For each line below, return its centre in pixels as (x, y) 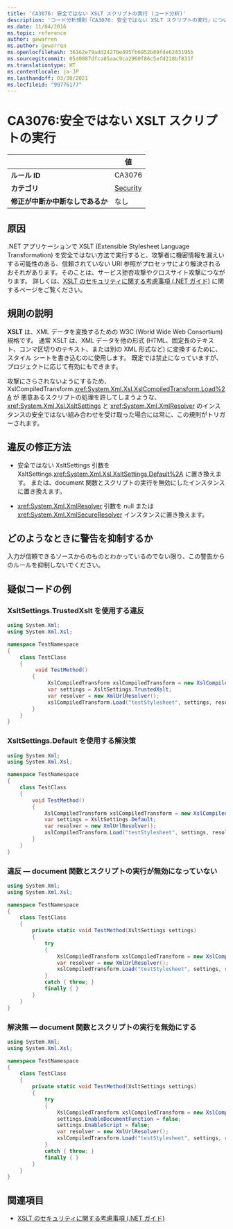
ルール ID (26, 175)
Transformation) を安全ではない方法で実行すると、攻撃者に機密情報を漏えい (116, 255)
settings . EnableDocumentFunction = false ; (119, 1119)
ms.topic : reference (37, 33)
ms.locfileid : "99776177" (44, 85)
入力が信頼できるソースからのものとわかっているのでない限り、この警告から (116, 556)
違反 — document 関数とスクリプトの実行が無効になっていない (112, 871)
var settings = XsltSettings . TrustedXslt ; (110, 689)
